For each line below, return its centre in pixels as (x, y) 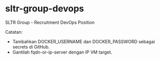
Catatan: (14, 32)
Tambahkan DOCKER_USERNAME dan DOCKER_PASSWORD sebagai (83, 41)
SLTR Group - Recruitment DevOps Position (50, 22)
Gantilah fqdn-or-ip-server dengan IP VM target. (62, 52)
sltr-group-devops (44, 9)
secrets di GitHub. (31, 47)
